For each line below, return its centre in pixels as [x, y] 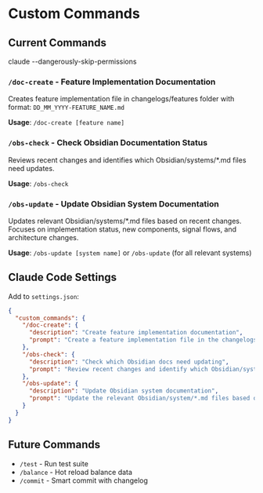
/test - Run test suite [54, 463]
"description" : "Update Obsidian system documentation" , [124, 391]
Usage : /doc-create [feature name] [67, 122]
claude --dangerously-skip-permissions [72, 61]
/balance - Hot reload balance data [76, 472]
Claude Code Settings [63, 278]
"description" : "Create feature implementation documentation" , [136, 333]
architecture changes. [43, 237]
